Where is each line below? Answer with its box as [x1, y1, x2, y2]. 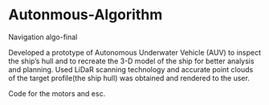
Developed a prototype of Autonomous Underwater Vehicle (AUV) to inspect [8, 47, 261, 57]
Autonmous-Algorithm [8, 6, 163, 24]
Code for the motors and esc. [8, 88, 106, 98]
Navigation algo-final [8, 32, 78, 42]
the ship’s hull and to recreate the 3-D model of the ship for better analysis [8, 56, 255, 66]
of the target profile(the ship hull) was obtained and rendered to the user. [8, 73, 251, 83]
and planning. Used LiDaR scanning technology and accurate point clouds [8, 64, 254, 74]
